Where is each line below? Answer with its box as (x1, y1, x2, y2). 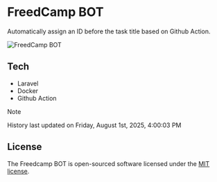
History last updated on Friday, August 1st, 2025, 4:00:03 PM (7, 121, 182, 129)
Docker (17, 86, 39, 94)
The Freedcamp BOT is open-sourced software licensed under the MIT (7, 159, 210, 167)
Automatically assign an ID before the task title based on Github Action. (7, 27, 211, 35)
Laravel (17, 79, 39, 88)
